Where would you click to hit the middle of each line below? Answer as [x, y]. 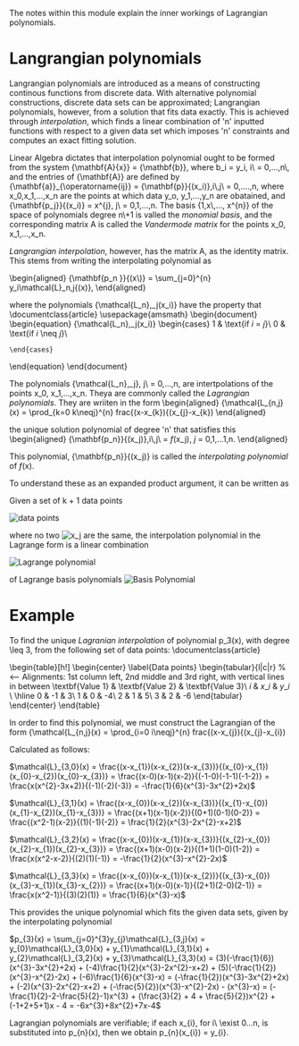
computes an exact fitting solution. [73, 140]
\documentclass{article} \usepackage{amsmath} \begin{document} [133, 314]
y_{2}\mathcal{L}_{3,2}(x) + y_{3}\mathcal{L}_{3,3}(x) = [112, 957]
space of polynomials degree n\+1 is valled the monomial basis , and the [141, 215]
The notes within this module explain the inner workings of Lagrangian [138, 13]
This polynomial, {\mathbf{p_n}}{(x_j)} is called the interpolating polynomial [149, 456]
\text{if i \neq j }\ [38, 333]
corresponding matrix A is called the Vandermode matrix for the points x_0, [147, 224]
